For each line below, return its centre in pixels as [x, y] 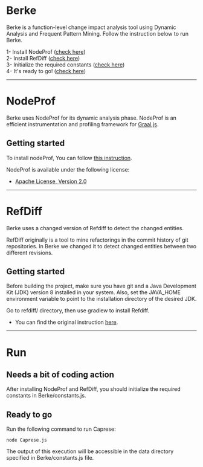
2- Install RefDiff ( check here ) [43, 58]
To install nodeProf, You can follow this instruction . [69, 158]
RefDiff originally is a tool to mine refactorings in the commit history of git [97, 240]
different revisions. [30, 253]
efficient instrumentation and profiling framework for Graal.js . [82, 124]
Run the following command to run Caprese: [61, 429]
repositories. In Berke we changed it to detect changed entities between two [101, 246]
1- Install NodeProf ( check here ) [46, 51]
